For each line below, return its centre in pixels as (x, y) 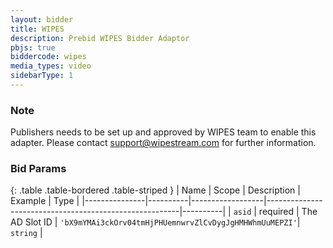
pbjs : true (33, 47)
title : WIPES (37, 29)
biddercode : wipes (48, 57)
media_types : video (51, 66)
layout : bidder (42, 19)
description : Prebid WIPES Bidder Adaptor (100, 38)
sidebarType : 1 (42, 76)
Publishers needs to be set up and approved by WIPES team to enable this (163, 132)
